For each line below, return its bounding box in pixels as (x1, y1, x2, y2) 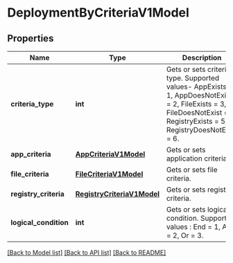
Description (182, 53, 222, 62)
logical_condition (10, 218, 69, 227)
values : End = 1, (166, 222, 221, 231)
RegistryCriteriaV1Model (75, 189, 160, 199)
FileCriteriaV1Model (75, 170, 144, 179)
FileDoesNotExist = (166, 108, 229, 117)
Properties (7, 33, 54, 44)
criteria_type (10, 99, 54, 109)
